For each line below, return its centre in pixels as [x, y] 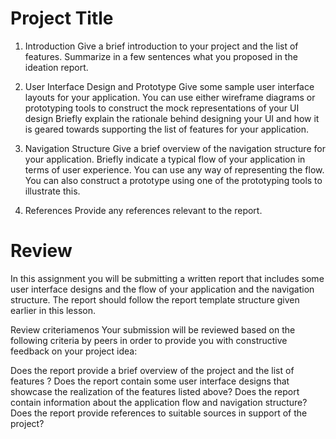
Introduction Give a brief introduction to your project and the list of [161, 46]
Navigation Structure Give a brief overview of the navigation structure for [175, 148]
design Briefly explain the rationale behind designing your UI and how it [172, 118]
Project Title [62, 18]
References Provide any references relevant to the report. [143, 210]
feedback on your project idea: [74, 351]
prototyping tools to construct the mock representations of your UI [162, 108]
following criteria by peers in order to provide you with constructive [149, 340]
